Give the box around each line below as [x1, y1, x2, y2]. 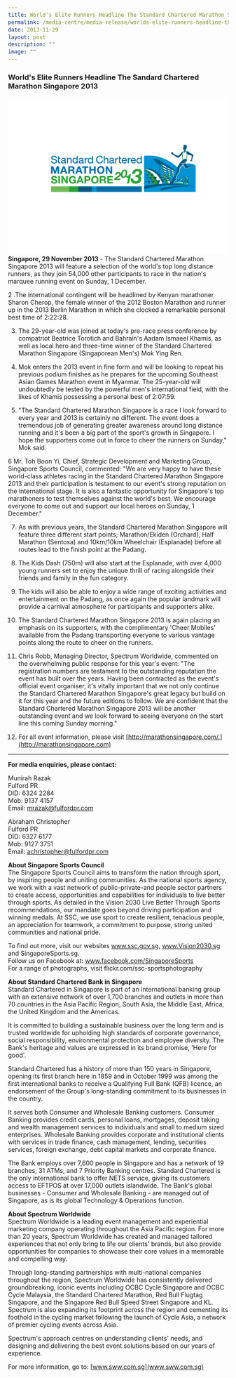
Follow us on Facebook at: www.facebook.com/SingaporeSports [8, 957, 194, 965]
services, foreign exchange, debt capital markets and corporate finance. [8, 1146, 216, 1154]
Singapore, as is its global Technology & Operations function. [8, 1196, 184, 1205]
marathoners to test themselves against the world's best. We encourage [8, 494, 216, 503]
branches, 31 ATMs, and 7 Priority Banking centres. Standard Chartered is [8, 1167, 221, 1175]
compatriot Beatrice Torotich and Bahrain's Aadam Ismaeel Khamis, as [18, 334, 222, 343]
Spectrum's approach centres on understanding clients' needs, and [8, 1334, 203, 1343]
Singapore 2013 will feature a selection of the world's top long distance [8, 262, 214, 270]
